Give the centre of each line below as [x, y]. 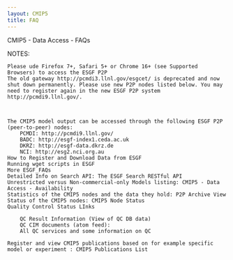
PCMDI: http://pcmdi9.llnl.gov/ [67, 133]
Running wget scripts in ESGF [51, 164]
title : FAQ [23, 20]
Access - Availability [40, 188]
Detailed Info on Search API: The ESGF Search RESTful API [95, 176]
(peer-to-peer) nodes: [40, 127]
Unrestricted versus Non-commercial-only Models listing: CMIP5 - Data [113, 182]
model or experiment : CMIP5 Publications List [78, 249]
